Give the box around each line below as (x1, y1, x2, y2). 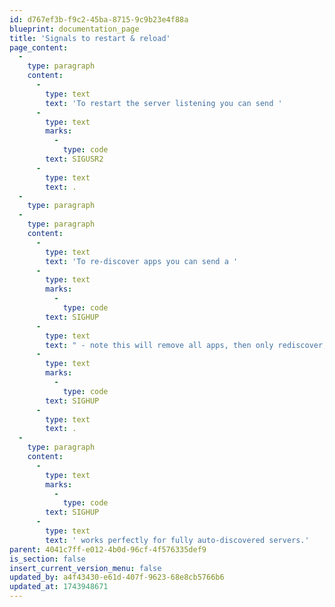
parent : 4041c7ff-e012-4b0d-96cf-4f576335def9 (9, 544, 207, 555)
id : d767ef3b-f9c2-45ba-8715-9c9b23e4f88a (9, 14, 189, 25)
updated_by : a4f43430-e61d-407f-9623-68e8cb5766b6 (9, 572, 225, 583)
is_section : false (9, 554, 86, 564)
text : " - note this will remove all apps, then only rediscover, (45, 340, 328, 350)
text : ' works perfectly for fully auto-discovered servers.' (45, 535, 310, 545)
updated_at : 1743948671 (9, 582, 109, 592)
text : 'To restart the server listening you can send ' (45, 98, 283, 108)
